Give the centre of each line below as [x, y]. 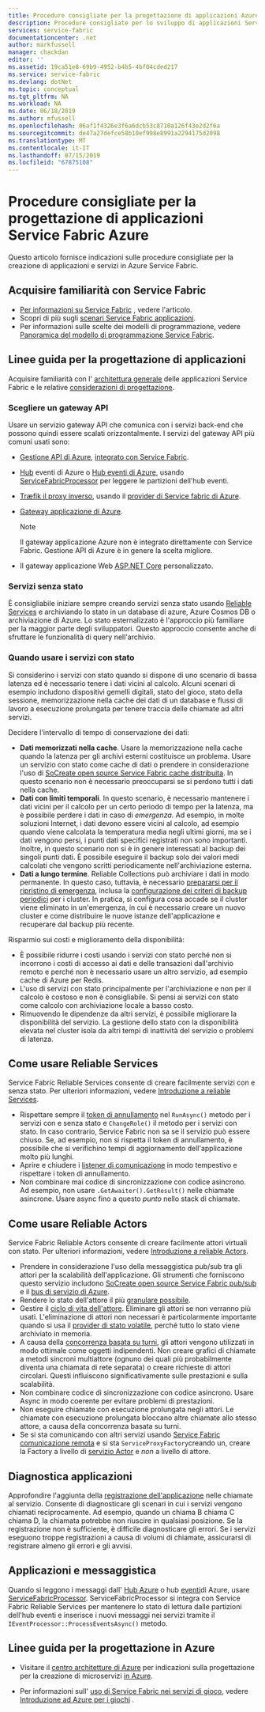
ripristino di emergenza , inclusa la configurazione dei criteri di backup [133, 890]
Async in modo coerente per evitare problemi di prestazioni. [117, 1401]
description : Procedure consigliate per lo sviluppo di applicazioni [125, 23]
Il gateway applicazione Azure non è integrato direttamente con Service [136, 542]
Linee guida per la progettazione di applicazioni [127, 360]
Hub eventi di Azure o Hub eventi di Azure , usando [102, 472]
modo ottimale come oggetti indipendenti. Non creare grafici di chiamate [138, 1350]
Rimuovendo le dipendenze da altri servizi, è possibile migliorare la [128, 1013]
